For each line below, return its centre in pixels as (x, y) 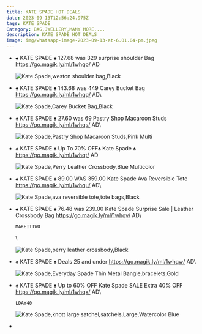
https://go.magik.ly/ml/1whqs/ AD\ (58, 125)
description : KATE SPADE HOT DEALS (52, 35)
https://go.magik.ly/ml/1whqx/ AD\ (58, 292)
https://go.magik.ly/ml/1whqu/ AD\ (58, 185)
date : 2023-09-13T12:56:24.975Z (47, 18)
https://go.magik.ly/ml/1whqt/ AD (57, 155)
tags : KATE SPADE (28, 23)
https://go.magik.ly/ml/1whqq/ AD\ (58, 95)
